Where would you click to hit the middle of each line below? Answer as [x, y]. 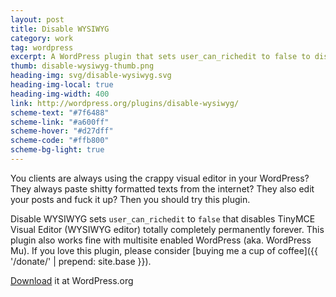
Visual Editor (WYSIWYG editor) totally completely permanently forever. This [167, 229]
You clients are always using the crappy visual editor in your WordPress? [160, 178]
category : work [42, 38]
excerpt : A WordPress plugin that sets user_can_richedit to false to [160, 57]
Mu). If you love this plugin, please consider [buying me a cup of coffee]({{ [164, 250]
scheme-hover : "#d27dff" [62, 131]
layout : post [37, 19]
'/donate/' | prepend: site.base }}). [81, 261]
